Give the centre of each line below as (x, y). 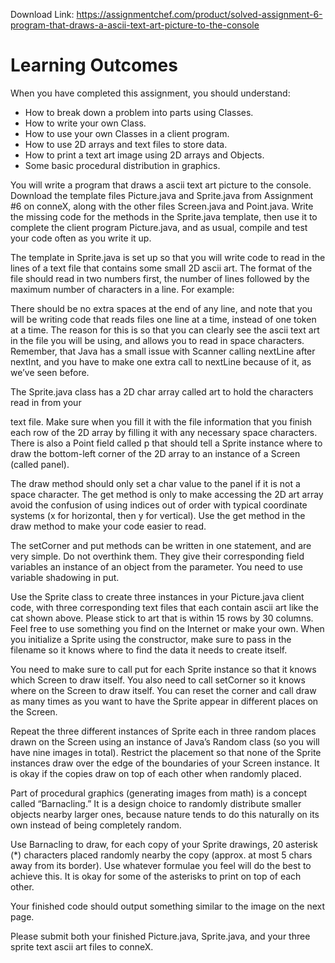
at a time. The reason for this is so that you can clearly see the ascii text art (165, 330)
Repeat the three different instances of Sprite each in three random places (163, 731)
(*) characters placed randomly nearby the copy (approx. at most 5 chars (161, 855)
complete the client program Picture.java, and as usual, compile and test (159, 227)
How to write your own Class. (85, 123)
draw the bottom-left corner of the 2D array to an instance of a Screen (155, 453)
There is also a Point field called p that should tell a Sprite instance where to (166, 443)
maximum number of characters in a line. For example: (122, 289)
